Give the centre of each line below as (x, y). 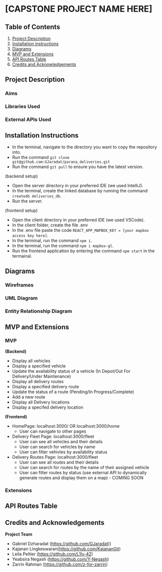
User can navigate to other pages (53, 431)
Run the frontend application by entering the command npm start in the (83, 251)
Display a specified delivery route (45, 386)
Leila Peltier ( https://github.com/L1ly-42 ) (52, 554)
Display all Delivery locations (41, 402)
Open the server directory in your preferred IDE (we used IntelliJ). (78, 185)
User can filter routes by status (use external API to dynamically (83, 472)
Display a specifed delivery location (48, 407)
